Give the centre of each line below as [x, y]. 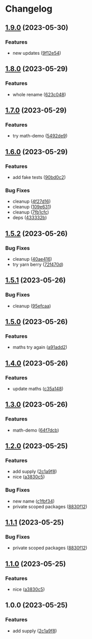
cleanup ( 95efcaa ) [32, 306]
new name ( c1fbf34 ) [33, 501]
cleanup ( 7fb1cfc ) [31, 212]
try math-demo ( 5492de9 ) [40, 136]
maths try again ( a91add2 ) [40, 347]
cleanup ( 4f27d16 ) [32, 201]
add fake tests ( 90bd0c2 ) [39, 177]
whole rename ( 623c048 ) [39, 94]
